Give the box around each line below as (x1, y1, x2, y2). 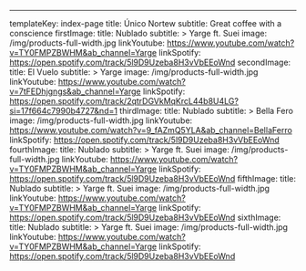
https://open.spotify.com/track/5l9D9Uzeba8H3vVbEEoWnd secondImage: (9, 57, 291, 68)
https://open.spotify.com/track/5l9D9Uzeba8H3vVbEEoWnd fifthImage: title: (9, 173, 297, 183)
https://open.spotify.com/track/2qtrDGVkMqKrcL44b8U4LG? (9, 96, 240, 106)
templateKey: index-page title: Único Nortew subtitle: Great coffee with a (9, 18, 282, 28)
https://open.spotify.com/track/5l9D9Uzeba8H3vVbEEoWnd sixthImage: (9, 212, 281, 223)
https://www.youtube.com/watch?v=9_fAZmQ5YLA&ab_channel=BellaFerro (9, 125, 293, 135)
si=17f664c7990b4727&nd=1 (9, 106, 118, 116)
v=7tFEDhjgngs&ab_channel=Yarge (9, 86, 141, 97)
